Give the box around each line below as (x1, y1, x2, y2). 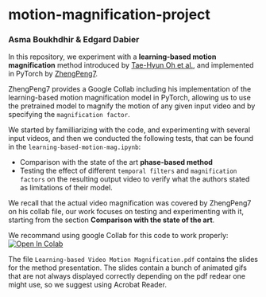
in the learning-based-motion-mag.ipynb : (8, 142, 141, 152)
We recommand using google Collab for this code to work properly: (8, 231, 229, 240)
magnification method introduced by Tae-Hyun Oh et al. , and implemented (8, 61, 254, 70)
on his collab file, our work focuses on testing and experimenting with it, (8, 207, 245, 217)
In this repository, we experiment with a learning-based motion (8, 52, 217, 61)
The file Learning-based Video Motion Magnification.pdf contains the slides (8, 255, 258, 264)
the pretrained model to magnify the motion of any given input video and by (8, 101, 256, 111)
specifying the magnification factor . (8, 110, 130, 119)
